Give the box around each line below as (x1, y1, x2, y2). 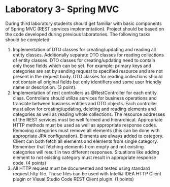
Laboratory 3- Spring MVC (5, 4, 119, 15)
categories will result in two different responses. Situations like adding (12, 149, 159, 155)
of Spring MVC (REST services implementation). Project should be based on (5, 25, 164, 32)
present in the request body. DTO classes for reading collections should (12, 73, 163, 79)
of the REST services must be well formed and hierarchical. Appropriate (12, 116, 163, 122)
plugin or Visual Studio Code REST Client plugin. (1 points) (12, 176, 134, 182)
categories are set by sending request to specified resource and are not (12, 68, 163, 74)
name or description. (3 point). (12, 84, 77, 90)
